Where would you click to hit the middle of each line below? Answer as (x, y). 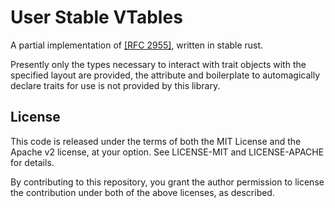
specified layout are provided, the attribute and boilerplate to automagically (165, 75)
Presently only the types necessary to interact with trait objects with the (158, 64)
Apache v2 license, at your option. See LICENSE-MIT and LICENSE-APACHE (167, 152)
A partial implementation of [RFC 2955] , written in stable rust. (137, 45)
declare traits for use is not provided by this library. (115, 85)
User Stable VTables (96, 17)
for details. (32, 162)
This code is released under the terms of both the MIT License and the (156, 141)
